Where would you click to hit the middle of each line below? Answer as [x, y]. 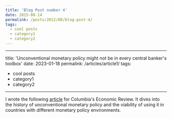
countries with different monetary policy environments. [63, 110]
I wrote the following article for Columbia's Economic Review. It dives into [83, 99]
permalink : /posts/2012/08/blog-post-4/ [49, 19]
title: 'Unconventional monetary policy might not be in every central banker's [86, 58]
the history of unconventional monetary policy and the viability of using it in [85, 104]
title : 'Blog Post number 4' [36, 10]
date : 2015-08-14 [24, 15]
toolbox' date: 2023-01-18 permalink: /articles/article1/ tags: [68, 63]
